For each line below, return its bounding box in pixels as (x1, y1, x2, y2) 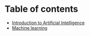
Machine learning (11, 25, 47, 31)
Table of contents (4, 3, 79, 15)
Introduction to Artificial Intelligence (11, 20, 85, 26)
